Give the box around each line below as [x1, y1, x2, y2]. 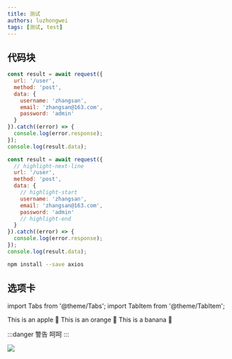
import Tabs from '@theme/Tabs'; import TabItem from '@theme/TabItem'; [7, 302, 226, 310]
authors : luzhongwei [7, 17, 69, 24]
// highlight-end [20, 215, 72, 222]
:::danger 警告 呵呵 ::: [7, 330, 70, 338]
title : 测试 [7, 10, 40, 18]
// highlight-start [20, 189, 78, 196]
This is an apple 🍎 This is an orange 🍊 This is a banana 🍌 [7, 315, 172, 324]
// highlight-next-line [13, 162, 84, 170]
